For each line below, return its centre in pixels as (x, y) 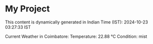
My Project (27, 9)
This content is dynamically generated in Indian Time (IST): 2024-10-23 (76, 22)
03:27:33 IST (18, 27)
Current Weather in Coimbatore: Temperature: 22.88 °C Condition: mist (76, 36)
